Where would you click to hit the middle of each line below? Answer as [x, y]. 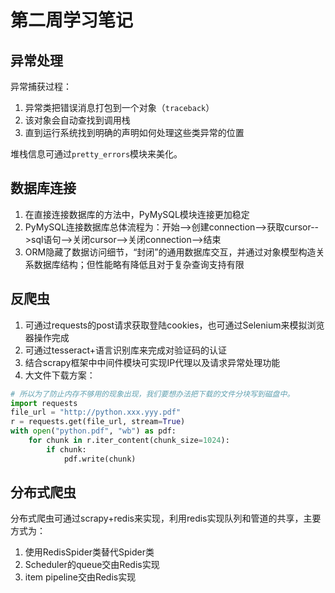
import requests [44, 403]
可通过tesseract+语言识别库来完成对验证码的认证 [126, 350]
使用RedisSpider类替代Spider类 [89, 552]
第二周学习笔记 [72, 20]
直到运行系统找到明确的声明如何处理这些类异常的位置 [134, 132]
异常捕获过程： [41, 86]
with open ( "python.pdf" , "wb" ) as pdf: [93, 431]
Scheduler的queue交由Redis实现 [92, 565]
